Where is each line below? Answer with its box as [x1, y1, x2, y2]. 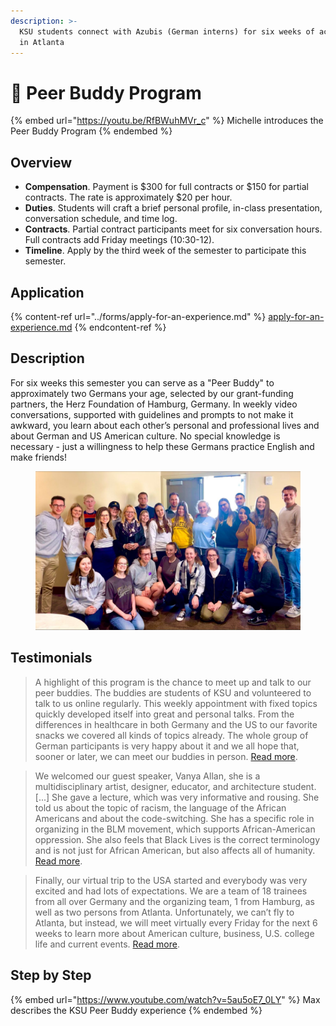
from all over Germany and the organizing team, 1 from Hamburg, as [34, 895, 315, 907]
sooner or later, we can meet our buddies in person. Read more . [34, 750, 298, 762]
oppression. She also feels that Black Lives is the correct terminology [34, 833, 321, 845]
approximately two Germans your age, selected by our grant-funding [10, 387, 294, 399]
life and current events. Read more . [34, 938, 180, 950]
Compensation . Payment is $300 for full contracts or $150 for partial [24, 181, 309, 193]
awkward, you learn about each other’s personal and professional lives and [10, 419, 320, 431]
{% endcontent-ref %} [74, 321, 167, 333]
